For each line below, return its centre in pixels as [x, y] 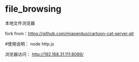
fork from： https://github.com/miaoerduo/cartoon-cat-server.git [69, 33]
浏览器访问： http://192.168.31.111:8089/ [44, 54]
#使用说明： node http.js [30, 44]
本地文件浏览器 [20, 23]
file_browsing [33, 9]
